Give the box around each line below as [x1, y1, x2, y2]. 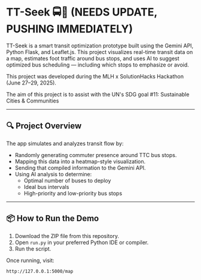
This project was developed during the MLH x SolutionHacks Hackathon [6, 73, 184, 80]
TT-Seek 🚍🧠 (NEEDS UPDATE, [6, 5, 157, 19]
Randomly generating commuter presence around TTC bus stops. [14, 151, 177, 158]
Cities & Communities [6, 97, 59, 104]
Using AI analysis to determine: [14, 170, 92, 177]
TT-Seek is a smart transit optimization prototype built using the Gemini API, [6, 42, 194, 49]
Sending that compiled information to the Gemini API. [14, 164, 146, 171]
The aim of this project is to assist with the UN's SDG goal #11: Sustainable [6, 91, 190, 98]
